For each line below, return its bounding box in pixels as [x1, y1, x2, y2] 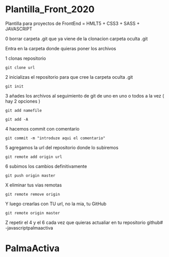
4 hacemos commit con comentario [5, 125, 80, 132]
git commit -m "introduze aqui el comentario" [5, 136, 106, 141]
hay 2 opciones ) [5, 98, 41, 104]
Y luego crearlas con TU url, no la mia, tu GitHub [5, 201, 107, 207]
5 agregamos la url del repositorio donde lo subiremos [5, 144, 119, 150]
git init [5, 84, 24, 89]
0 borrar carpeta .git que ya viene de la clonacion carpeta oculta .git [5, 36, 148, 42]
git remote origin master [5, 210, 60, 215]
